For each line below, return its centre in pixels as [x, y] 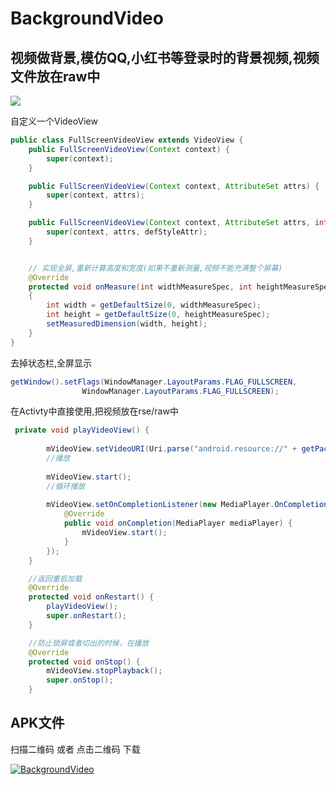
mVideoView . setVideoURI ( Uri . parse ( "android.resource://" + [172, 449]
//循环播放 [66, 486]
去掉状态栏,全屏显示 [51, 363]
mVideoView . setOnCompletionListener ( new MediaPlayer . [160, 505]
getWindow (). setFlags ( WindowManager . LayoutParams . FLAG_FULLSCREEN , [154, 382]
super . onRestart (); [87, 616]
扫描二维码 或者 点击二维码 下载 [75, 749]
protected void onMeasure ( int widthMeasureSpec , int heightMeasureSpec [180, 287]
